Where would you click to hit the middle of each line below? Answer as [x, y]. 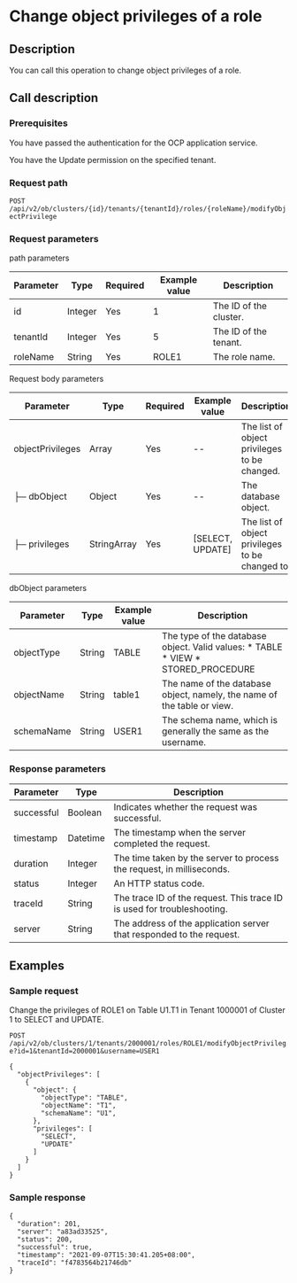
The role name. [244, 357]
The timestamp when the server [179, 832]
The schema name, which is [220, 720]
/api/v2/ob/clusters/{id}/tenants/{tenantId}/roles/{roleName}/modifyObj [148, 209]
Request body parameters [57, 379]
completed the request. [162, 844]
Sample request [44, 991]
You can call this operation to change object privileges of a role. [125, 70]
